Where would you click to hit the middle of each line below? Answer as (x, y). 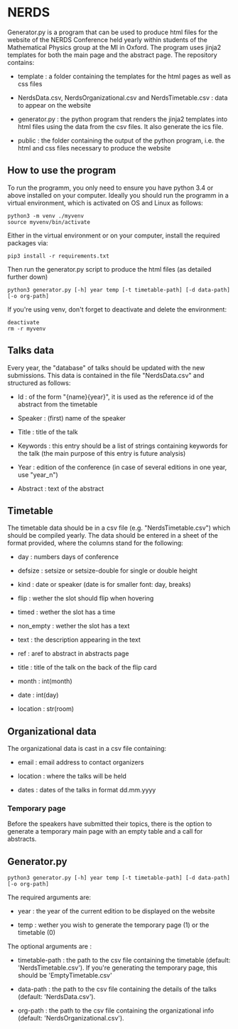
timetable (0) (36, 933)
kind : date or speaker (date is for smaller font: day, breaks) (104, 585)
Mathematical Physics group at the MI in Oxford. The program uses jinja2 (114, 47)
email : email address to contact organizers (81, 762)
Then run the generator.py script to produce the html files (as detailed (109, 269)
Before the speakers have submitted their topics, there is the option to (110, 824)
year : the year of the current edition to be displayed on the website (116, 911)
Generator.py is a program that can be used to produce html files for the (113, 32)
